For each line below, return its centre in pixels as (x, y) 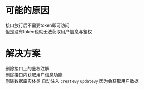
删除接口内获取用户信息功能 (34, 75)
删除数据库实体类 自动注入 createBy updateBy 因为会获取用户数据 (72, 81)
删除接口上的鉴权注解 (27, 68)
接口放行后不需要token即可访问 (38, 25)
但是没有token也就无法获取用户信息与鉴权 (49, 31)
